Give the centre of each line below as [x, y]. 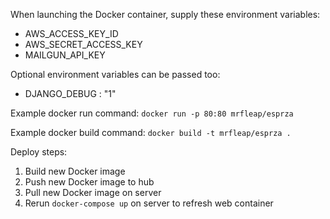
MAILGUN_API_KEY [65, 55]
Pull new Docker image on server [93, 192]
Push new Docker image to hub [89, 182]
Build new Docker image [75, 171]
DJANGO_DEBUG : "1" [70, 93]
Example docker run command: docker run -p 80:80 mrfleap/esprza [152, 113]
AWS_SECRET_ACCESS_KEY [83, 44]
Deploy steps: [39, 152]
